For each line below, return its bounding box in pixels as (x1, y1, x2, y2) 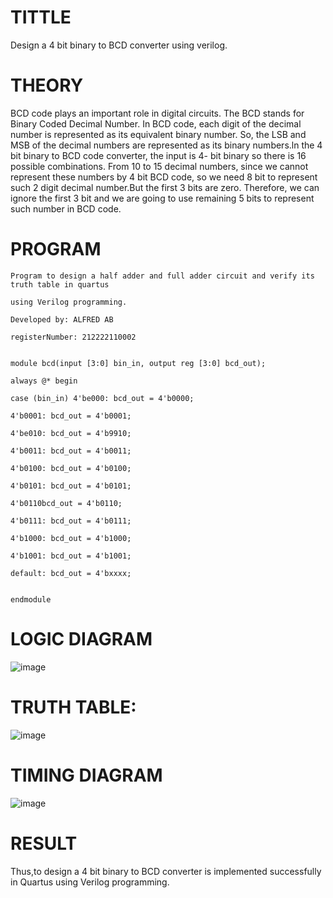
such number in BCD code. (10, 202, 122, 215)
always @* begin (10, 376, 78, 386)
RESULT (10, 832, 78, 855)
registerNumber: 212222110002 (10, 332, 137, 342)
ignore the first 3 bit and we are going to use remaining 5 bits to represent (10, 192, 315, 204)
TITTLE (10, 6, 72, 29)
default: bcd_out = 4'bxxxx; (10, 568, 132, 578)
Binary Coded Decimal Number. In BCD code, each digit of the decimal (10, 117, 302, 130)
